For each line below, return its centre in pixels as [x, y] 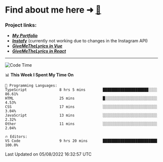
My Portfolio [25, 36]
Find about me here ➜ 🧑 [53, 10]
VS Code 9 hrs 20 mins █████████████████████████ [81, 141]
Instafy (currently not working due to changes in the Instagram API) [80, 41]
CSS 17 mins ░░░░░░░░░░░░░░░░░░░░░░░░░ [81, 107]
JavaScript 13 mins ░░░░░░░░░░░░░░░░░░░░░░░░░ [81, 116]
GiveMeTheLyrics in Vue [37, 46]
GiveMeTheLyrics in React [39, 51]
